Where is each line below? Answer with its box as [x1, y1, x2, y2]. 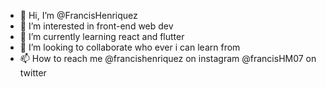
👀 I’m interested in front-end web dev [19, 20, 174, 32]
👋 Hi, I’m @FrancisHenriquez [19, 10, 138, 21]
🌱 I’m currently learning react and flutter [19, 31, 185, 42]
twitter [19, 67, 47, 79]
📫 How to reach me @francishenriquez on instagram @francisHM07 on [19, 53, 317, 64]
